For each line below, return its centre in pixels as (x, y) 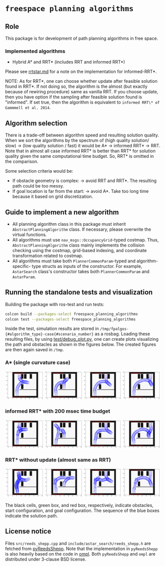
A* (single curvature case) (38, 363)
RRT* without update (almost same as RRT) (58, 460)
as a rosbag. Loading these (122, 334)
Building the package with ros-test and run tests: (55, 304)
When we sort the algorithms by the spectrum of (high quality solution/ (77, 140)
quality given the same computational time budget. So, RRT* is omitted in (80, 156)
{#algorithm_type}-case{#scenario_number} (49, 334)
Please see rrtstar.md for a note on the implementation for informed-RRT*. (81, 71)
